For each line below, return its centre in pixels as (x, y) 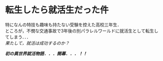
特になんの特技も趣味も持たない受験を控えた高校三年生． (63, 25)
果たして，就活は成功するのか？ (37, 43)
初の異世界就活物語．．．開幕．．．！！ (46, 53)
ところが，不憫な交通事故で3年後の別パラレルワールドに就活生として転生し (82, 30)
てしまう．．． (18, 37)
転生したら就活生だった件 (57, 10)
